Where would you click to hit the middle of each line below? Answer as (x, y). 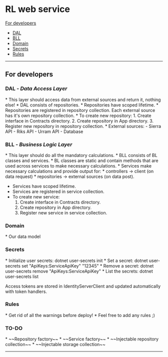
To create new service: (36, 196)
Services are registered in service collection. (58, 191)
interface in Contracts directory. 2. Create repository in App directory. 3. (79, 120)
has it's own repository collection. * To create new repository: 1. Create (78, 115)
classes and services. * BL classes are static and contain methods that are (82, 160)
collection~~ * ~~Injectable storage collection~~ (55, 344)
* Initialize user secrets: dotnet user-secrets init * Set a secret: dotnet (77, 260)
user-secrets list (22, 276)
